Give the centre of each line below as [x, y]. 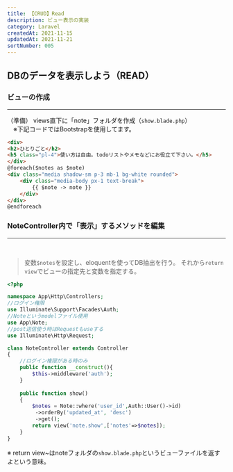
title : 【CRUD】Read [36, 14]
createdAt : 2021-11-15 [40, 33]
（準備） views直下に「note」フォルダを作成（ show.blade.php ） [99, 120]
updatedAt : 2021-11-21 [40, 40]
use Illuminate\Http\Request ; [51, 335]
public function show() [54, 393]
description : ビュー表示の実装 [48, 20]
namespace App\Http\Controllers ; [55, 297]
